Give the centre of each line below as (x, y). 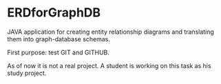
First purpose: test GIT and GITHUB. (59, 52)
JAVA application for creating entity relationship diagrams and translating (111, 32)
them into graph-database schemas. (59, 39)
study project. (27, 73)
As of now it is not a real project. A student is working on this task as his (109, 65)
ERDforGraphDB (54, 13)
